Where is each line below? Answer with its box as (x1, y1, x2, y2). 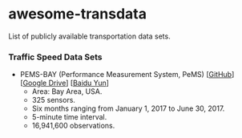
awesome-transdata (8, 5, 147, 23)
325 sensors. (31, 95, 76, 105)
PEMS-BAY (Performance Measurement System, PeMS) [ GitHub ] (19, 70, 235, 79)
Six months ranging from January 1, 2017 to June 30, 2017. (31, 103, 225, 113)
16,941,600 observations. (31, 121, 115, 131)
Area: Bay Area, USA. (31, 87, 103, 96)
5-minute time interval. (31, 112, 107, 122)
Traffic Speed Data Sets (8, 51, 103, 63)
